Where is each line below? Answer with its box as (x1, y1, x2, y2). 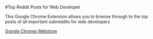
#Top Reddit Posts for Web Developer (5, 4, 81, 10)
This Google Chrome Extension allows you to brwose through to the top (5, 14, 148, 19)
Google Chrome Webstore (5, 28, 57, 34)
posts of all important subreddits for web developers (5, 19, 110, 24)
